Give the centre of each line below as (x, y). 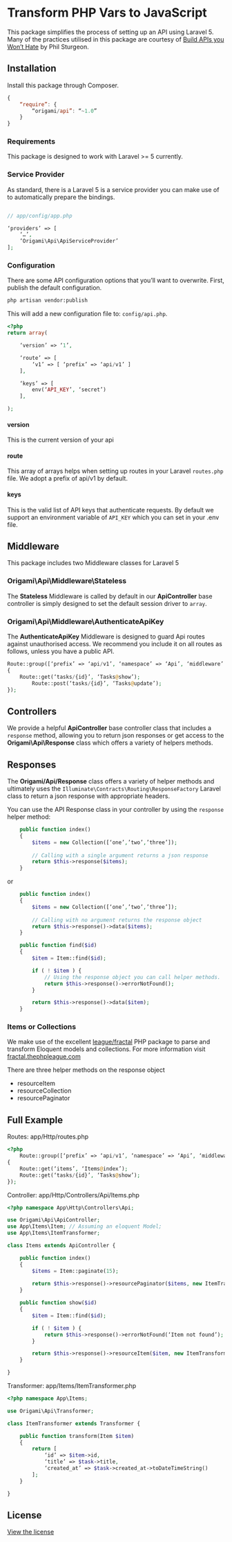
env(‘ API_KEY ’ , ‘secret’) (69, 390)
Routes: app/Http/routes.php (48, 1137)
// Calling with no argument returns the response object (117, 920)
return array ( (28, 333)
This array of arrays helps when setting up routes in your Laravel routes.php (115, 471)
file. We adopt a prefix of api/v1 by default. (67, 478)
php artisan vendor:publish (48, 301)
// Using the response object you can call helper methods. (132, 977)
